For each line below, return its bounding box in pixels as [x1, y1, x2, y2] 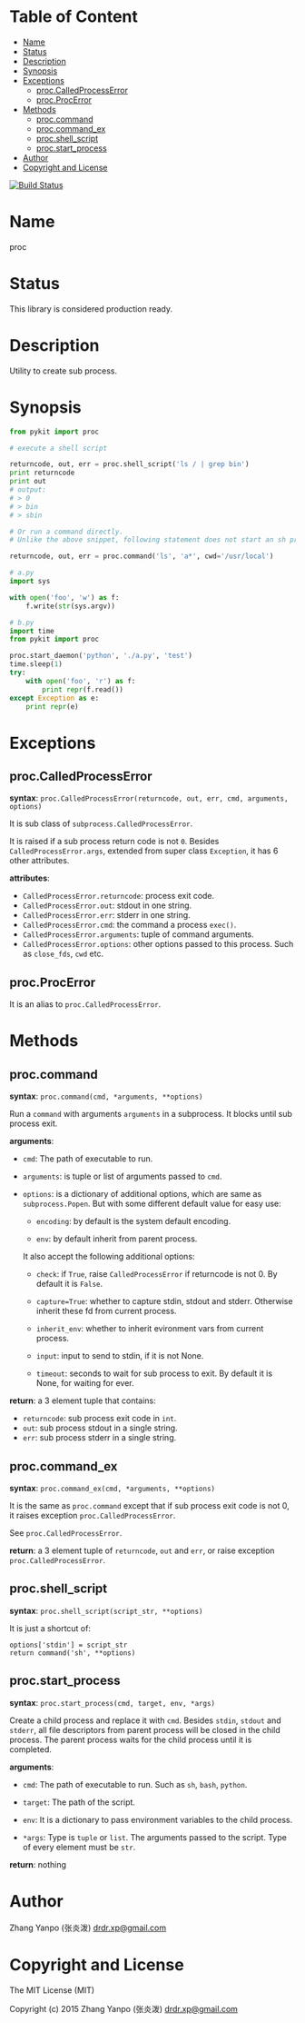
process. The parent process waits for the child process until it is [9, 1734, 252, 1745]
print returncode [9, 468, 75, 478]
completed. [9, 1743, 52, 1755]
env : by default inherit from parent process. [35, 1233, 198, 1244]
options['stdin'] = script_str [9, 1640, 128, 1649]
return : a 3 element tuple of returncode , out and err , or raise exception [9, 1545, 275, 1556]
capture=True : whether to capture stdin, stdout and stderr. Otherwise [35, 1296, 293, 1307]
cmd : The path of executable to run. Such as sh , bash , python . [22, 1779, 248, 1789]
